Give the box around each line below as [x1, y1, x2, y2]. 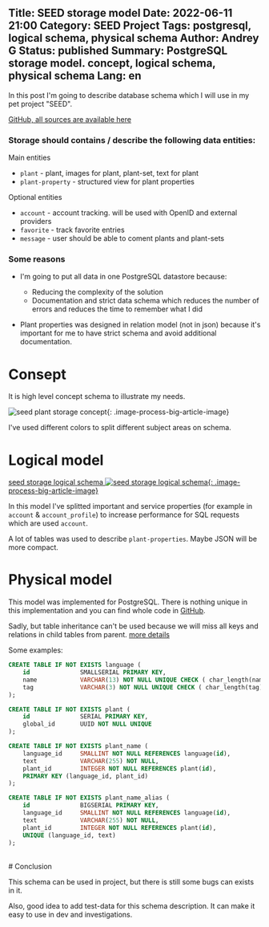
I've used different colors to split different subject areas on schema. [8, 423, 232, 433]
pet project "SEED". [8, 99, 73, 108]
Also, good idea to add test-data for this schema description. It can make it [8, 901, 255, 911]
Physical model [8, 571, 113, 589]
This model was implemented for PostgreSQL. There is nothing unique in [8, 597, 248, 607]
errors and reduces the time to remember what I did [31, 304, 203, 314]
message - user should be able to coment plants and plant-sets [19, 234, 225, 243]
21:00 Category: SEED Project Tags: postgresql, [8, 19, 252, 33]
